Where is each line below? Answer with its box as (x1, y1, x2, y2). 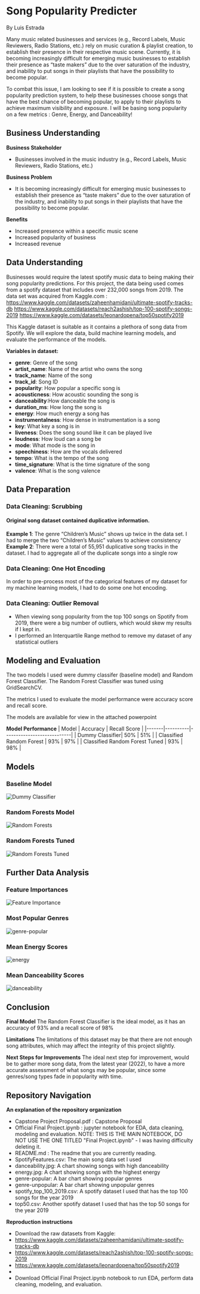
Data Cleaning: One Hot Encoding (6, 564, 106, 573)
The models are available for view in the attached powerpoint (6, 714, 157, 721)
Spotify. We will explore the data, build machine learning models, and (6, 329, 176, 336)
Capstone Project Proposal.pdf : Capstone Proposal (14, 1118, 142, 1125)
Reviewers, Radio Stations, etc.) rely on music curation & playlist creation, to (6, 42, 193, 49)
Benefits (6, 215, 28, 223)
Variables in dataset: (6, 347, 59, 354)
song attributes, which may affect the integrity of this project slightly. (6, 1042, 176, 1049)
